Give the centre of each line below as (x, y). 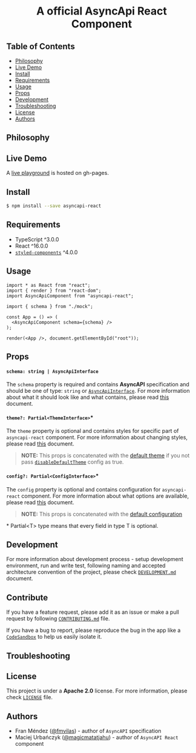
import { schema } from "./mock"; (50, 306)
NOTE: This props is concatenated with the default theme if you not (105, 456)
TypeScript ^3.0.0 (37, 239)
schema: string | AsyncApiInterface (52, 371)
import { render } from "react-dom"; (54, 291)
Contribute (27, 597)
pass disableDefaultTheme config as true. (72, 462)
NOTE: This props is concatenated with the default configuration (102, 514)
